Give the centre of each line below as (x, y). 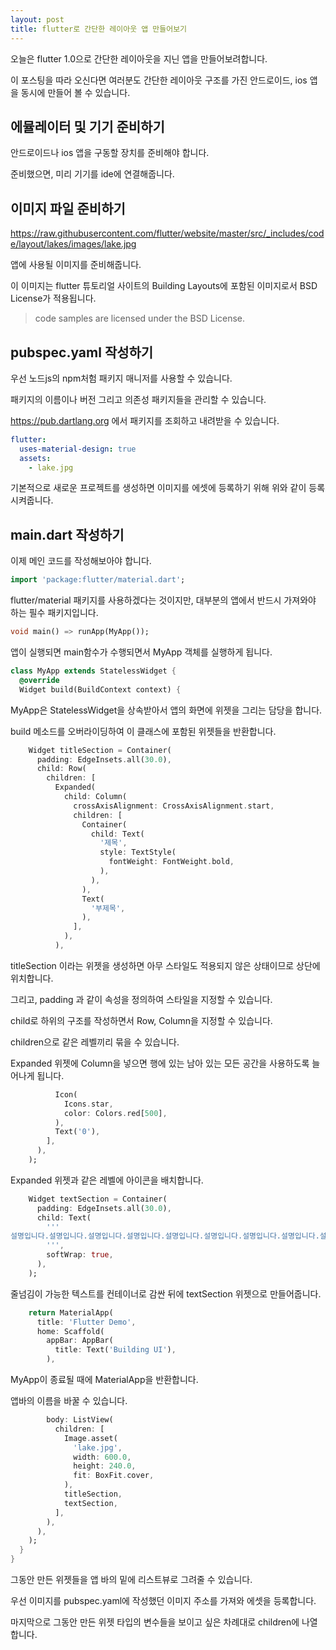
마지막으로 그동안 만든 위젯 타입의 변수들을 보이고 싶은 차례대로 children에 (155, 1622)
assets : (35, 458)
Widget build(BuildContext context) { (100, 689)
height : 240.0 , (105, 1466)
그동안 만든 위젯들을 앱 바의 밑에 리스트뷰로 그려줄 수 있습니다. (131, 1579)
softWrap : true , (80, 1255)
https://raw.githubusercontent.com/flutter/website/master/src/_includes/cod (167, 233)
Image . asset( (90, 1438)
